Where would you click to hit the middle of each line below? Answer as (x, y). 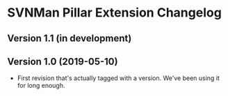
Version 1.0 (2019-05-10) (63, 61)
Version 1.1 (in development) (70, 38)
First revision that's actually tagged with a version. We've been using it (119, 78)
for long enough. (41, 86)
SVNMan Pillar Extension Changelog (115, 13)
